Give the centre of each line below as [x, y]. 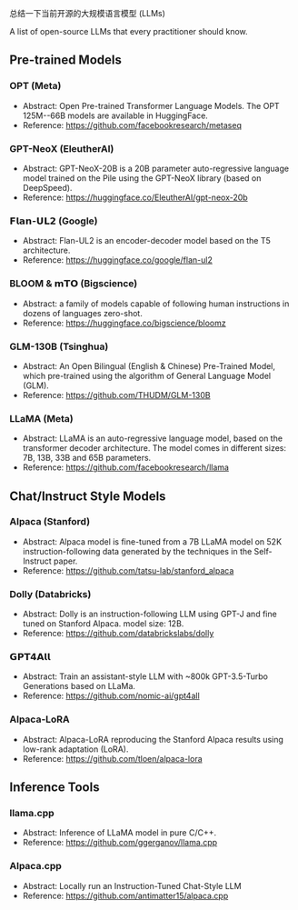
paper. [65, 561]
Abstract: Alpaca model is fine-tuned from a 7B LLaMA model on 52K [152, 541]
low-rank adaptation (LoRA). [75, 749]
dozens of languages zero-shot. [82, 313]
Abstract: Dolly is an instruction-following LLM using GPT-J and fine [149, 614]
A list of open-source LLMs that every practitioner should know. [129, 31]
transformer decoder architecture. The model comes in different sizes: [154, 448]
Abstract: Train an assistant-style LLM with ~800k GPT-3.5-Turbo [145, 676]
